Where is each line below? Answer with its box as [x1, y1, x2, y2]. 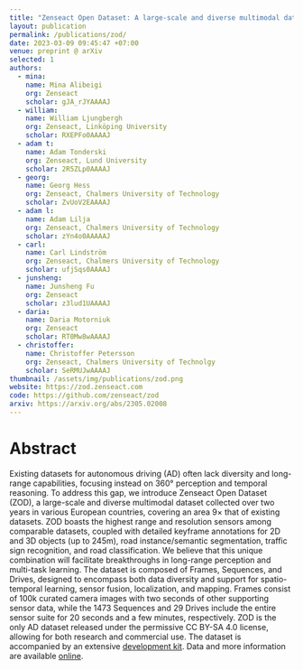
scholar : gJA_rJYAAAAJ [25, 97, 111, 107]
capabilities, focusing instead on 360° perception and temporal [32, 478, 268, 489]
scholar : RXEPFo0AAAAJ [25, 131, 111, 140]
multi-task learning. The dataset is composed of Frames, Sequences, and [9, 563, 282, 574]
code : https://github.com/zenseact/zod [9, 391, 160, 400]
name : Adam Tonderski [25, 147, 106, 156]
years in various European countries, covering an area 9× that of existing [9, 507, 280, 517]
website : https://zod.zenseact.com [9, 383, 143, 392]
